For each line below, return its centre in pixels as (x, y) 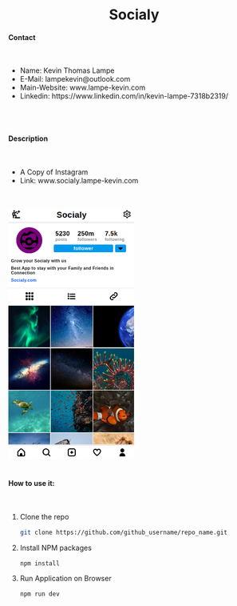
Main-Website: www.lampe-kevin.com (83, 88)
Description (28, 138)
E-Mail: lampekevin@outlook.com (75, 79)
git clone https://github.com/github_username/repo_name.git (124, 532)
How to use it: (32, 484)
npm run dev (39, 594)
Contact (22, 37)
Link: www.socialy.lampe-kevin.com (79, 180)
